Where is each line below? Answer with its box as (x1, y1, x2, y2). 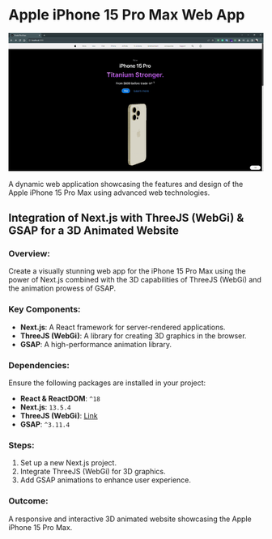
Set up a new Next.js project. (19, 458, 117, 468)
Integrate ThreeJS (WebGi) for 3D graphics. (19, 467, 166, 477)
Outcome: (8, 495, 49, 507)
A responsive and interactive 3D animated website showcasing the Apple (8, 514, 253, 524)
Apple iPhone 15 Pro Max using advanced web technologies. (8, 188, 210, 197)
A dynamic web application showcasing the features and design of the (8, 179, 244, 189)
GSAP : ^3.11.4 (19, 419, 70, 429)
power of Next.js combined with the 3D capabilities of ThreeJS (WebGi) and (8, 275, 261, 285)
